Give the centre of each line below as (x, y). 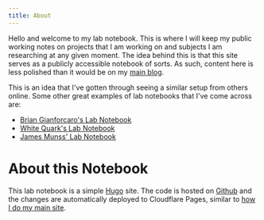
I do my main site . (37, 207)
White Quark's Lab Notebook (67, 128)
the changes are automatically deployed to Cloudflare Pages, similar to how (132, 199)
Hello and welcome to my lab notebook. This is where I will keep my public (130, 38)
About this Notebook (78, 168)
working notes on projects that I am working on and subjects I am (115, 46)
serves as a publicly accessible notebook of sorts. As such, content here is (131, 64)
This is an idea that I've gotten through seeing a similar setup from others (128, 87)
